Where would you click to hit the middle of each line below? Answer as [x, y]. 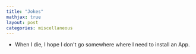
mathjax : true [24, 17]
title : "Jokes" [25, 11]
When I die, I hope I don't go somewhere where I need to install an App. [102, 45]
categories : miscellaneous [39, 28]
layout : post [22, 22]
